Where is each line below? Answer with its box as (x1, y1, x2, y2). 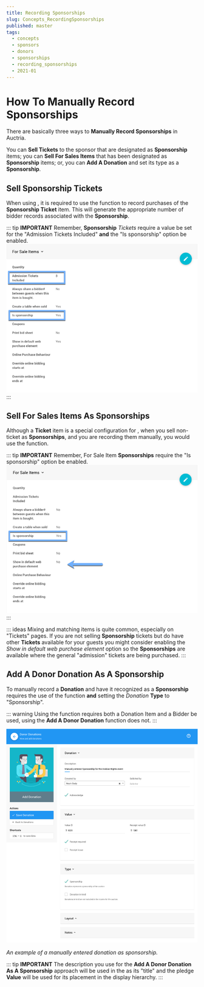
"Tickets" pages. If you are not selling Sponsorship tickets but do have (6, 632, 184, 640)
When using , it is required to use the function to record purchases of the (6, 199, 189, 207)
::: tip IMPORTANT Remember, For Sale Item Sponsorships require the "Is (6, 452, 191, 459)
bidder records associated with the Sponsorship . (6, 212, 129, 219)
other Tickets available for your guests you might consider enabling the (6, 638, 186, 646)
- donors (12, 49, 34, 55)
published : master (6, 23, 53, 29)
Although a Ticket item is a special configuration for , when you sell (6, 427, 175, 434)
